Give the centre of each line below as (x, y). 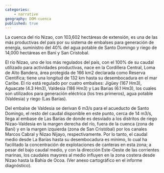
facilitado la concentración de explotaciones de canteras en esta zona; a (78, 145)
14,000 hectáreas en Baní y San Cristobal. (47, 53)
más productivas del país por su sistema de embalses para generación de (80, 43)
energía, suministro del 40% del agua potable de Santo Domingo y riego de (81, 48)
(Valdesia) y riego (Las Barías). (36, 99)
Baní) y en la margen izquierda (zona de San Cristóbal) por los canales (76, 129)
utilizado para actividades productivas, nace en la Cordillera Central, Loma (80, 68)
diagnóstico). (18, 166)
